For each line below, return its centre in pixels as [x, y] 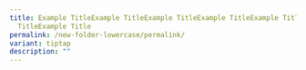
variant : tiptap [40, 43]
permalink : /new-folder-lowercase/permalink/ [97, 35]
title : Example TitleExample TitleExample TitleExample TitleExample [144, 18]
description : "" [40, 52]
